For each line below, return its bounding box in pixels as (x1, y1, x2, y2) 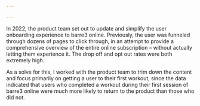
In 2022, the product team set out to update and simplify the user (6, 25, 167, 32)
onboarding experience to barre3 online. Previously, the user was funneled (6, 31, 190, 38)
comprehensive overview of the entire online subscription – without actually (6, 44, 193, 51)
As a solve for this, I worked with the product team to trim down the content (6, 68, 192, 75)
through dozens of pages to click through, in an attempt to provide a (6, 37, 174, 45)
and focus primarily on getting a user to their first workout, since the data (6, 74, 186, 81)
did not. (6, 93, 25, 101)
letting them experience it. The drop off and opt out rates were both (6, 50, 173, 57)
